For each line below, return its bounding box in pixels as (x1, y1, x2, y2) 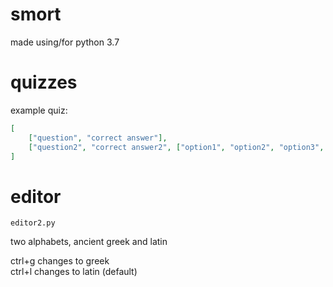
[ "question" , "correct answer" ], (28, 133, 168, 143)
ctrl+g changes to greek (10, 255, 110, 267)
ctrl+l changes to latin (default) (10, 266, 138, 278)
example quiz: (10, 104, 68, 116)
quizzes (10, 71, 78, 94)
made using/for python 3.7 (10, 36, 120, 48)
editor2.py (10, 218, 56, 228)
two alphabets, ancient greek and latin (10, 236, 168, 248)
